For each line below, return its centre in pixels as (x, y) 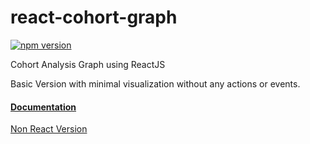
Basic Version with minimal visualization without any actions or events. (155, 83)
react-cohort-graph (94, 17)
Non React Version (49, 129)
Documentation (43, 107)
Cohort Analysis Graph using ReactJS (88, 64)
